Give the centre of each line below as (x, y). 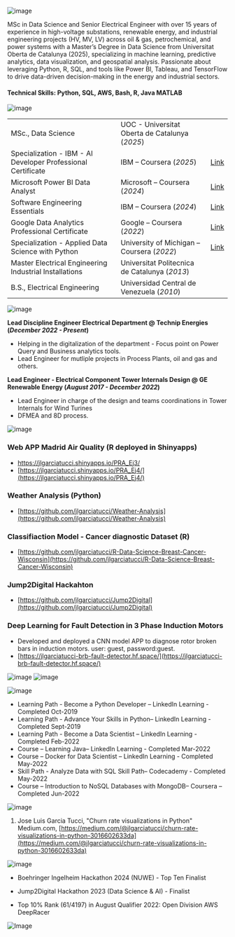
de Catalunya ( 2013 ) (155, 272)
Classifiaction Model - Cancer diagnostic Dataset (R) (99, 536)
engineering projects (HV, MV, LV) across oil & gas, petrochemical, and (109, 39)
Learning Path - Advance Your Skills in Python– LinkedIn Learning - (114, 719)
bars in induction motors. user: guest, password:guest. (96, 648)
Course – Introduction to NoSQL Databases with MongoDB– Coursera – (120, 786)
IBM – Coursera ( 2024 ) (159, 207)
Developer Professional (49, 163)
